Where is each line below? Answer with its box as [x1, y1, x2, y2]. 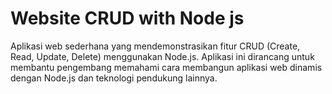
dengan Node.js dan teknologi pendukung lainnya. [10, 72, 218, 84]
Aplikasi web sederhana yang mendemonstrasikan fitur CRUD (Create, [10, 40, 301, 52]
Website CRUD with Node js [10, 7, 245, 30]
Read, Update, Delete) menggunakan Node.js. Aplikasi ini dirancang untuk [10, 50, 315, 62]
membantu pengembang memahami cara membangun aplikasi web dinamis [10, 61, 323, 73]
